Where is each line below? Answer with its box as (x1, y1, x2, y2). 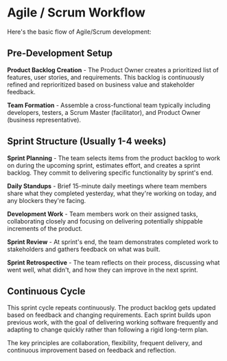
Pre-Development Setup (7, 47, 113, 59)
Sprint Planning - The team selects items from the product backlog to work (7, 153, 221, 162)
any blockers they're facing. (7, 196, 86, 204)
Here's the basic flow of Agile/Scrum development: (7, 28, 152, 36)
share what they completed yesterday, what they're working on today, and (7, 189, 217, 197)
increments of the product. (7, 224, 83, 232)
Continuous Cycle (7, 285, 86, 297)
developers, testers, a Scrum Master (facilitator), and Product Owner (7, 108, 201, 116)
